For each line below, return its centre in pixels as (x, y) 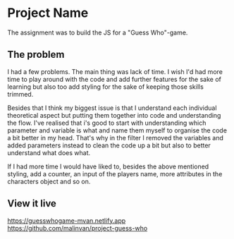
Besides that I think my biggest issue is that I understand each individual (112, 108)
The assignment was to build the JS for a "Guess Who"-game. (98, 32)
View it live (32, 203)
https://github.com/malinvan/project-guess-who (78, 228)
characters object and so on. (49, 181)
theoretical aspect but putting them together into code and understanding (114, 115)
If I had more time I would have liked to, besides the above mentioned (108, 166)
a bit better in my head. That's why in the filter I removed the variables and (115, 137)
